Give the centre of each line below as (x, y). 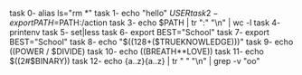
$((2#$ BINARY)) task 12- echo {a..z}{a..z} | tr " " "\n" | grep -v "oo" (135, 61)
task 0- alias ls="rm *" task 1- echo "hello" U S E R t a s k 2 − (114, 13)
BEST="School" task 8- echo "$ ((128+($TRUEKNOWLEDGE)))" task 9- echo (151, 42)
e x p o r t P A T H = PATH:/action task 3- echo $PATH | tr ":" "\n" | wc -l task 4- (145, 23)
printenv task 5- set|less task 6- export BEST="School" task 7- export (139, 32)
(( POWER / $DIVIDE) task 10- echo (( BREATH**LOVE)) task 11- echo (137, 52)
